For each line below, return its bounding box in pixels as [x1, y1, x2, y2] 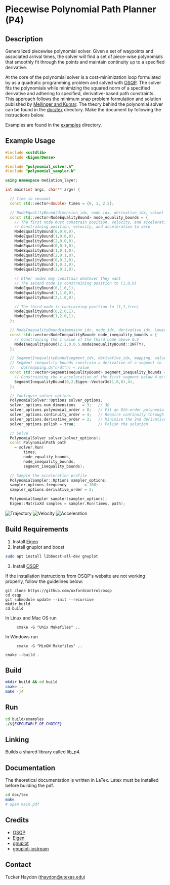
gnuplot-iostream [12, 845, 49, 851]
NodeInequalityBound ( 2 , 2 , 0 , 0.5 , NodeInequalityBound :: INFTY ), [14, 342, 146, 347]
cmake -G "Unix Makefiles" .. [16, 625, 80, 630]
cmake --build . [5, 652, 39, 657]
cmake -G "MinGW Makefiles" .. [16, 643, 82, 648]
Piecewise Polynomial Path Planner [5, 4, 156, 15]
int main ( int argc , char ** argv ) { [5, 187, 80, 192]
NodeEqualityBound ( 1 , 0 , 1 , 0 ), [14, 248, 76, 253]
